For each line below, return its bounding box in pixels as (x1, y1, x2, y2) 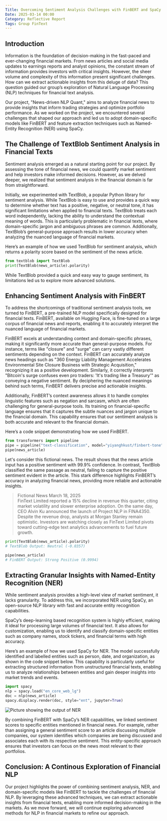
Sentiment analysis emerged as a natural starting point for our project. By (5, 161, 156, 167)
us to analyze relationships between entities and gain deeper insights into (5, 669, 156, 675)
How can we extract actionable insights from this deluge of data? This (5, 79, 149, 85)
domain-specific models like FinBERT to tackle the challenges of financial (5, 789, 156, 795)
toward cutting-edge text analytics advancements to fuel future (17, 524, 148, 530)
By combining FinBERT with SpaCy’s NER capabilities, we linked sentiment (5, 716, 158, 723)
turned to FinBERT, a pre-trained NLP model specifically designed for (5, 310, 147, 316)
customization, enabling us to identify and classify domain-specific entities (5, 628, 159, 634)
